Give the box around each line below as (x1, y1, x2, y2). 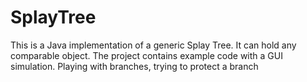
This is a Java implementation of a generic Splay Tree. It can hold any (10, 39, 297, 51)
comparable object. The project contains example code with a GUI (10, 49, 283, 61)
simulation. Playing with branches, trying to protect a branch (10, 60, 259, 72)
